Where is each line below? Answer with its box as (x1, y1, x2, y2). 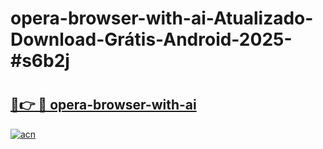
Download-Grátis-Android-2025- (10, 28, 293, 51)
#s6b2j (10, 50, 70, 72)
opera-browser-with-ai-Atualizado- (10, 7, 314, 30)
